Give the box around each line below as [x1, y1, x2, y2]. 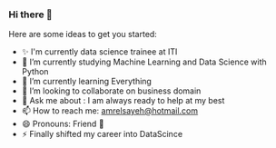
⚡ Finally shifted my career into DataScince [21, 129, 183, 140]
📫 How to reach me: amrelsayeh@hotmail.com [21, 105, 199, 116]
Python [21, 66, 49, 77]
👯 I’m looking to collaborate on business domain [21, 85, 202, 96]
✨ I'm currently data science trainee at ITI [21, 46, 178, 57]
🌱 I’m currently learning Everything [21, 76, 152, 87]
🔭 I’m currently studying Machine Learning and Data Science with [21, 56, 267, 67]
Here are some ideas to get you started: [8, 29, 158, 40]
